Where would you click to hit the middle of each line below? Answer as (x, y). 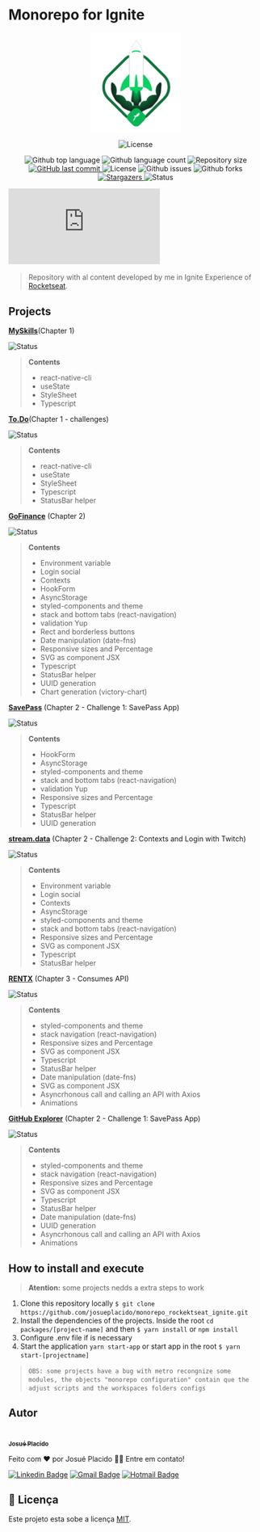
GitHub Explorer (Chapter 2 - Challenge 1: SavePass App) (105, 1119)
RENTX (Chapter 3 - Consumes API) (69, 979)
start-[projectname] (55, 1355)
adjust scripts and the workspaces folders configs (117, 1388)
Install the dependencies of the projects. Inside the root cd (117, 1320)
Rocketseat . (48, 286)
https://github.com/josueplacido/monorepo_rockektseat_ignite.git (134, 1312)
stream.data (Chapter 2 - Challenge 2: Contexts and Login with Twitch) (127, 839)
